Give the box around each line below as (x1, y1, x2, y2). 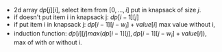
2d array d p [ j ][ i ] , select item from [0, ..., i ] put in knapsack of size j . (13, 6, 201, 14)
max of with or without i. (13, 38, 82, 47)
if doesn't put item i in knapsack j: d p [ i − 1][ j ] (13, 13, 139, 21)
